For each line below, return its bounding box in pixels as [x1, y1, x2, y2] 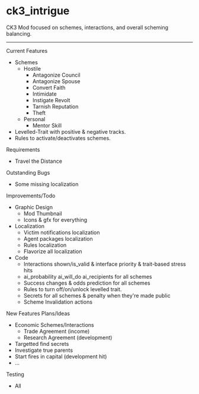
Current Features [6, 47, 48, 54]
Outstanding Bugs [6, 169, 50, 176]
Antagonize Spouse [32, 77, 81, 84]
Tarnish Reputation [32, 103, 79, 110]
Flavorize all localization [23, 248, 82, 255]
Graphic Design [14, 203, 53, 210]
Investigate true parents [14, 346, 73, 354]
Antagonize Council [32, 71, 81, 78]
